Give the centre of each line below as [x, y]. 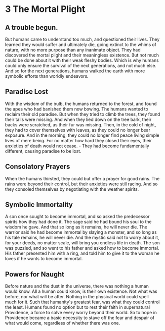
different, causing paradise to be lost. [43, 151]
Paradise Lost [27, 92]
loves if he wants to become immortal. [44, 259]
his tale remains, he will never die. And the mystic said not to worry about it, [82, 238]
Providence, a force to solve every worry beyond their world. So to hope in [81, 313]
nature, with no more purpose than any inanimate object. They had [73, 50]
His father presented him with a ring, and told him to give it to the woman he [82, 253]
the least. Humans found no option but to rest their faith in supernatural [78, 307]
